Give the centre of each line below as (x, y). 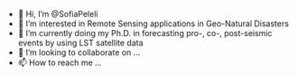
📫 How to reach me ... (60, 62)
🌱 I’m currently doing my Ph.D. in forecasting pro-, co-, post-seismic (145, 33)
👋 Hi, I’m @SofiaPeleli (58, 14)
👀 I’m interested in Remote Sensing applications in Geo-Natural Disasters (153, 24)
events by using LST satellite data (80, 43)
